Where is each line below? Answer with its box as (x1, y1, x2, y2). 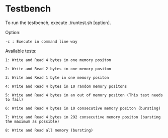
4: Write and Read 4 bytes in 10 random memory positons (5, 84, 127, 89)
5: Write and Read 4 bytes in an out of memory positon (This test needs (5, 92, 163, 98)
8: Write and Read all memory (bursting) (5, 127, 94, 133)
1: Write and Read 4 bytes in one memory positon (5, 57, 112, 63)
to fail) (5, 97, 24, 102)
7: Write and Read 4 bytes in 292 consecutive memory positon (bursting (5, 114, 161, 119)
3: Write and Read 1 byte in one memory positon (5, 75, 109, 80)
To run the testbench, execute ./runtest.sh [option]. (5, 20, 111, 26)
